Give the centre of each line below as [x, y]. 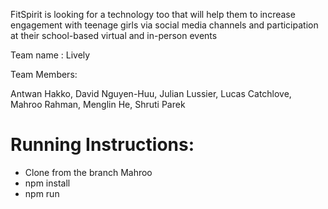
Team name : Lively [50, 55]
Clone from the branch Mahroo [88, 172]
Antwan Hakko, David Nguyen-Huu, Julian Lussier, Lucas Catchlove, [151, 93]
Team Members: [44, 74]
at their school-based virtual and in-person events [114, 35]
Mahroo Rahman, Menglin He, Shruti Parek [98, 104]
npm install [47, 183]
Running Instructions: [102, 145]
